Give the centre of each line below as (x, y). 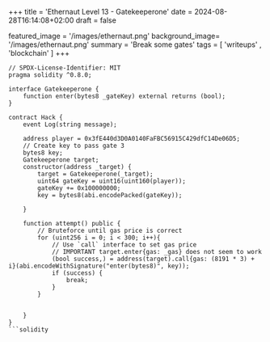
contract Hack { (36, 117)
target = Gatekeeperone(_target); (95, 174)
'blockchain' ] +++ (39, 53)
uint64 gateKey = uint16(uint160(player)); (112, 181)
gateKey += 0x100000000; (79, 188)
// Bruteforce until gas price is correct (110, 230)
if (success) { (77, 273)
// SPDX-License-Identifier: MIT (65, 68)
